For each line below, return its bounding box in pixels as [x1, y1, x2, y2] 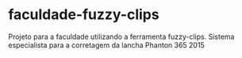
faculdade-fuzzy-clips [8, 6, 160, 24]
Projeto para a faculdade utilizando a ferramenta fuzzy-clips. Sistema [8, 32, 235, 41]
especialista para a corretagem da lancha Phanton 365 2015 [8, 40, 205, 49]
